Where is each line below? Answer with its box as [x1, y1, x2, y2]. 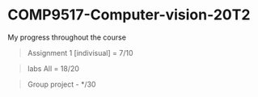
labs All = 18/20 [27, 63, 80, 74]
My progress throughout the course [7, 32, 127, 42]
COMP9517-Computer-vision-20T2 [7, 6, 251, 24]
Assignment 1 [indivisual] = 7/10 [27, 48, 133, 57]
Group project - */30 [27, 79, 96, 89]
